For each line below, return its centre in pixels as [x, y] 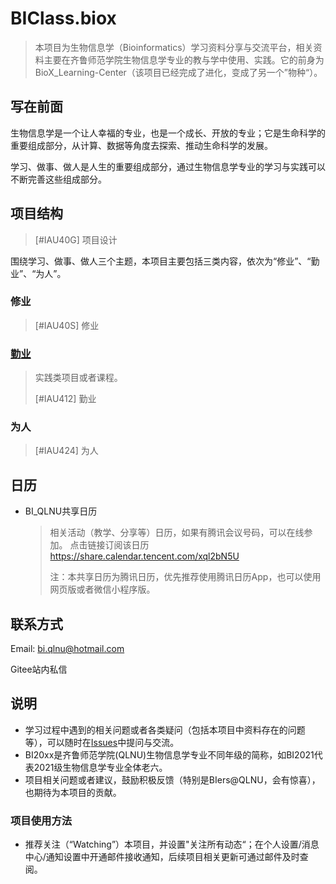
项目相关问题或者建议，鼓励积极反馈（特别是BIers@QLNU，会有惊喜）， [172, 779]
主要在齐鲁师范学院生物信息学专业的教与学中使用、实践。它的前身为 [184, 59]
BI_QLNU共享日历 [61, 511]
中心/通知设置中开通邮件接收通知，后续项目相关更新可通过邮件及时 [162, 857]
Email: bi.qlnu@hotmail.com [67, 649]
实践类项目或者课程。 [78, 378]
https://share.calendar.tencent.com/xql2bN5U [144, 556]
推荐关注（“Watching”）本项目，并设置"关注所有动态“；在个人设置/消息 [172, 844]
